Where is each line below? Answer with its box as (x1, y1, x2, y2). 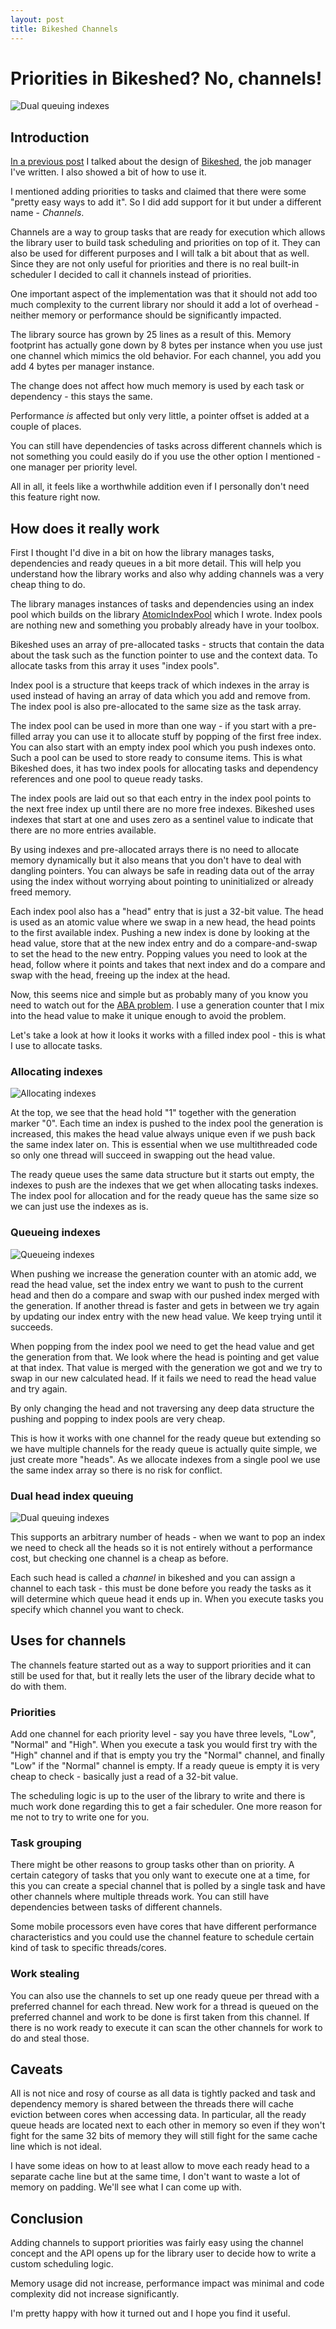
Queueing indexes (10, 1226, 101, 1240)
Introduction (10, 129, 90, 146)
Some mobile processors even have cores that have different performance (10, 1921, 318, 1933)
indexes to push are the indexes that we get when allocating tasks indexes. (10, 1179, 319, 1191)
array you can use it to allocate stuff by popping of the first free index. (33, 731, 322, 743)
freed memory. (10, 886, 72, 898)
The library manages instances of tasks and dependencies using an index (10, 598, 315, 610)
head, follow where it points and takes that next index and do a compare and (10, 959, 326, 971)
